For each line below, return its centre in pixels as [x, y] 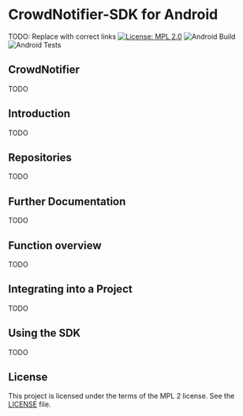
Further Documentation [67, 201]
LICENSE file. [30, 404]
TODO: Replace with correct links [62, 36]
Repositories [40, 157]
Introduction [39, 113]
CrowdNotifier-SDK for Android [113, 15]
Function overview [55, 246]
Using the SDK [45, 333]
